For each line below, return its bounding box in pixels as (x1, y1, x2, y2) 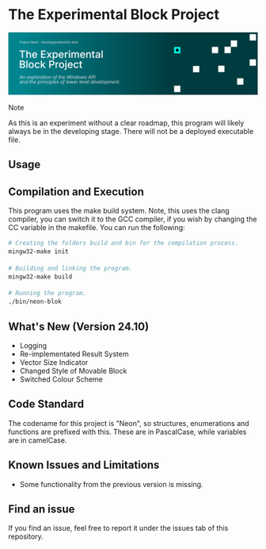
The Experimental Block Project (8, 6, 220, 24)
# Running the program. (8, 290, 87, 298)
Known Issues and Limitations (8, 459, 160, 472)
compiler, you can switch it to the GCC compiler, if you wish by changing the (8, 214, 257, 224)
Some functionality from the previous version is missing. (19, 479, 203, 489)
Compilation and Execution (8, 185, 144, 198)
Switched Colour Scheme (19, 374, 103, 384)
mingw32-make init (8, 248, 69, 255)
